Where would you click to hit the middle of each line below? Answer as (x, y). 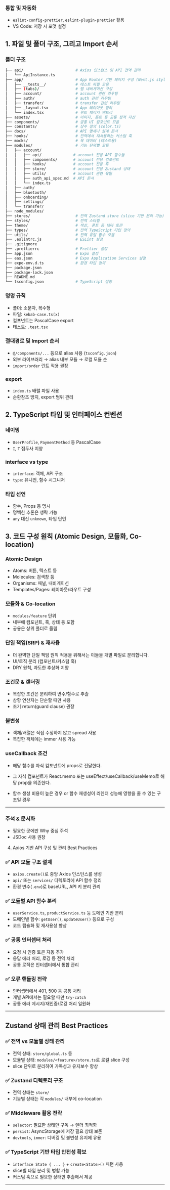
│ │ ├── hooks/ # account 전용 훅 (57, 164)
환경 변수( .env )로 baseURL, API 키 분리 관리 (56, 887)
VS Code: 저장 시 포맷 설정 (39, 26)
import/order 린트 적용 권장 (40, 366)
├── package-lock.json (29, 272)
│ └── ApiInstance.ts (30, 75)
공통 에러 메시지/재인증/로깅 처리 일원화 (51, 1004)
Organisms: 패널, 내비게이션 (41, 583)
